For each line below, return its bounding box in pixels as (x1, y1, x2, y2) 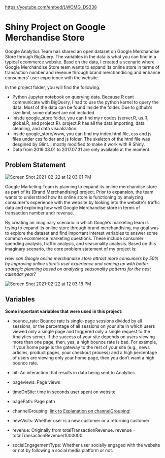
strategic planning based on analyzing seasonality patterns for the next (5, 266, 151, 272)
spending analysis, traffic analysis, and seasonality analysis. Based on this (5, 240, 156, 247)
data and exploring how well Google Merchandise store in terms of (5, 204, 140, 210)
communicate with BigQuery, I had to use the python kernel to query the (12, 99, 159, 105)
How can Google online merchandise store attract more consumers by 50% (5, 255, 159, 261)
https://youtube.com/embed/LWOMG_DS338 (5, 4, 97, 10)
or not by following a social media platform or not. (12, 447, 113, 453)
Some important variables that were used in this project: (5, 308, 123, 314)
